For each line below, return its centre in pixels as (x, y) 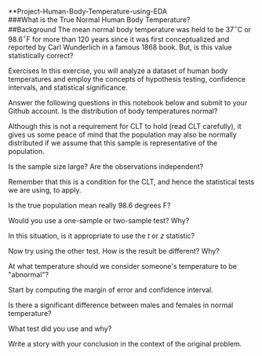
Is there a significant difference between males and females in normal (121, 305)
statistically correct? (41, 56)
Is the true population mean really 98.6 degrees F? (89, 206)
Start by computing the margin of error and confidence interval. (111, 290)
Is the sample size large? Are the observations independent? (106, 167)
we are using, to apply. (45, 190)
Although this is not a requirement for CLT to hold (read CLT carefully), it (125, 127)
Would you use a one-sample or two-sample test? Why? (99, 221)
